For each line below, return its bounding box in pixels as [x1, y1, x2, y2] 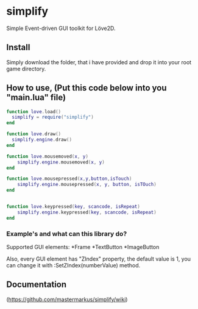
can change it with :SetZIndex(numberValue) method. [6, 261, 141, 269]
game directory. [6, 65, 46, 72]
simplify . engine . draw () [12, 136, 72, 143]
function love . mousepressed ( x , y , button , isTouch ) [6, 176, 132, 182]
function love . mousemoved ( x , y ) [6, 153, 88, 160]
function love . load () [6, 108, 62, 114]
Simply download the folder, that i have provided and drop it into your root [6, 58, 192, 65]
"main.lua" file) [6, 92, 66, 103]
